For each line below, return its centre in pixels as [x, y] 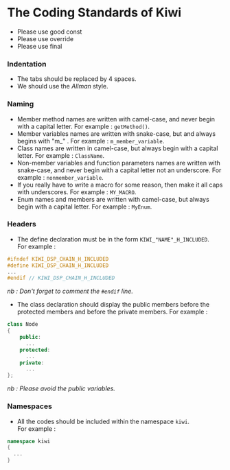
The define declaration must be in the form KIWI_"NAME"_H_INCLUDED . [113, 239]
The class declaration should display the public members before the [113, 305]
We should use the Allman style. [62, 86]
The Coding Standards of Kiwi [94, 13]
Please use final [39, 46]
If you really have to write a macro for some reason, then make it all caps [120, 185]
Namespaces [30, 406]
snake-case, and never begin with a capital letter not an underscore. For [119, 170]
